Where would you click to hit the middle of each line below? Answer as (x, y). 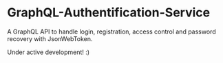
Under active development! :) (49, 52)
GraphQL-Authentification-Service (109, 13)
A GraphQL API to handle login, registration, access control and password (111, 32)
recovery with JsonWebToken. (50, 38)
